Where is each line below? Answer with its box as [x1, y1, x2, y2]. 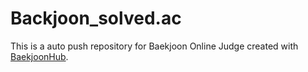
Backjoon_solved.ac [10, 7, 182, 30]
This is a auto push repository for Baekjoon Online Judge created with [10, 40, 299, 52]
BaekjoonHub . [10, 50, 69, 62]
